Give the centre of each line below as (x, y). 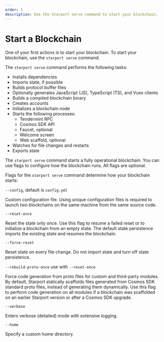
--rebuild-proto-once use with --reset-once (50, 267)
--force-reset (20, 243)
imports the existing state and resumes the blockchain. (61, 234)
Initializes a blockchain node (41, 109)
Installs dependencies (35, 77)
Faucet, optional (36, 130)
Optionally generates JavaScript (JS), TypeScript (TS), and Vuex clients (85, 93)
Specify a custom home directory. (40, 334)
